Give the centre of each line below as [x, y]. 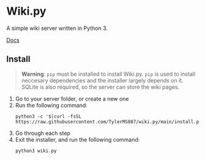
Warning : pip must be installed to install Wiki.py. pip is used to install [108, 74]
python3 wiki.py [36, 151]
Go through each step [43, 133]
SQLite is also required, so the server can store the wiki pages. [100, 87]
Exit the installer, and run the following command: [77, 139]
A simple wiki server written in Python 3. [57, 28]
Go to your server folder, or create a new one [72, 98]
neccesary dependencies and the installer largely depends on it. [102, 80]
